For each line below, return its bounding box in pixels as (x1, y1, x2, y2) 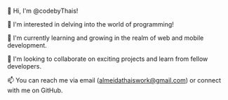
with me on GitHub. (7, 86, 63, 94)
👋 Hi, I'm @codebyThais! (7, 7, 79, 15)
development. (7, 41, 47, 49)
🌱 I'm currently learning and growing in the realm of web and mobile (7, 34, 204, 42)
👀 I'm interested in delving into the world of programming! (7, 20, 174, 28)
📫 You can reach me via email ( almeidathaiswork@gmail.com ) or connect (7, 76, 222, 84)
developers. (7, 62, 42, 70)
